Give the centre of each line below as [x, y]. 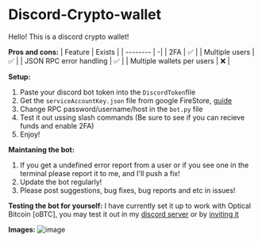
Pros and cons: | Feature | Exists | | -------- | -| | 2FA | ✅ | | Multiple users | [131, 52]
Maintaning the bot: [42, 149]
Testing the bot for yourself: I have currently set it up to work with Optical [130, 206]
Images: [22, 229]
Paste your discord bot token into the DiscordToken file [108, 92]
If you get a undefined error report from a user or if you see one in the [134, 165]
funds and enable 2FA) [57, 125]
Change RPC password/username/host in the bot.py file [111, 109]
